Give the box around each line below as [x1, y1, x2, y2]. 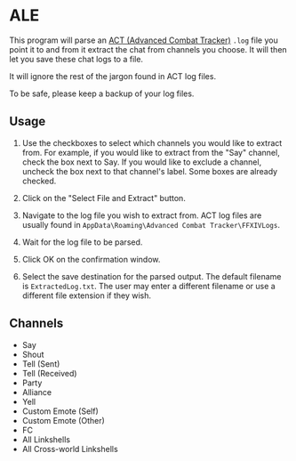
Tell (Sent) [21, 358, 60, 369]
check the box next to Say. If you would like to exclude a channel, [21, 157, 262, 167]
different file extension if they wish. [21, 290, 152, 301]
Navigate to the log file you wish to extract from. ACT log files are [21, 210, 262, 221]
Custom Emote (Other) [21, 415, 105, 425]
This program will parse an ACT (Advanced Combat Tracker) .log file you [9, 35, 278, 45]
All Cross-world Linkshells [21, 443, 118, 454]
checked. [21, 175, 57, 186]
